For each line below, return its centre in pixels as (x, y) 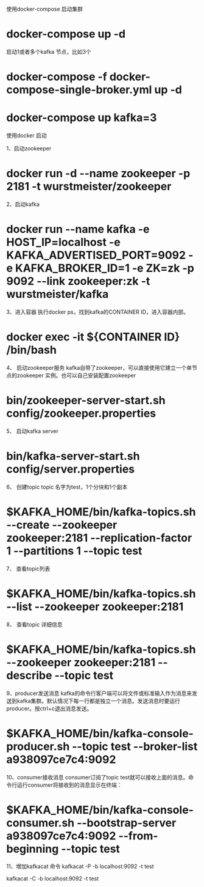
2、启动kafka (23, 204)
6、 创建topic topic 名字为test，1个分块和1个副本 (67, 487)
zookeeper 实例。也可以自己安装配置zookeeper (76, 375)
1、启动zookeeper (29, 149)
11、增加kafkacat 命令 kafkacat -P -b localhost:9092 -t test (80, 866)
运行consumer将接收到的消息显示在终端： (70, 785)
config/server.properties (71, 469)
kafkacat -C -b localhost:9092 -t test (53, 878)
